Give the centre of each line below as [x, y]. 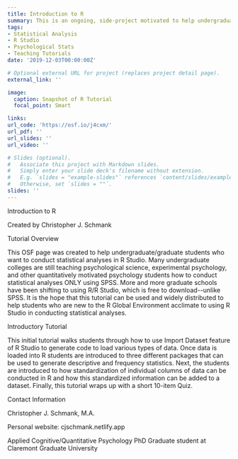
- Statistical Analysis [42, 34]
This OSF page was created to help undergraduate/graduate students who [116, 252]
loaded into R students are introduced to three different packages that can [115, 355]
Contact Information [36, 399]
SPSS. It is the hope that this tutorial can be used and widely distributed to [116, 297]
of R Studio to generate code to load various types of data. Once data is [112, 347]
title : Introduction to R [45, 14]
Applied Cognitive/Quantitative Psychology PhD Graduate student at [107, 441]
